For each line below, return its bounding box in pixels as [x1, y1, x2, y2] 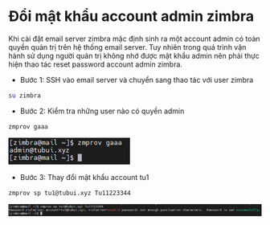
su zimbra [8, 92, 42, 100]
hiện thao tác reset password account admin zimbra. [8, 59, 183, 69]
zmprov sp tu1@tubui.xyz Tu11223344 [8, 189, 131, 197]
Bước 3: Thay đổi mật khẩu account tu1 [19, 172, 149, 182]
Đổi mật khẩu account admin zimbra [8, 7, 255, 26]
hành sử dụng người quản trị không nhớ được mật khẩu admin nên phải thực [8, 51, 260, 60]
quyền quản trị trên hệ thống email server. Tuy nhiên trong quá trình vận [8, 42, 247, 51]
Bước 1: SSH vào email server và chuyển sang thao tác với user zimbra [19, 75, 254, 84]
